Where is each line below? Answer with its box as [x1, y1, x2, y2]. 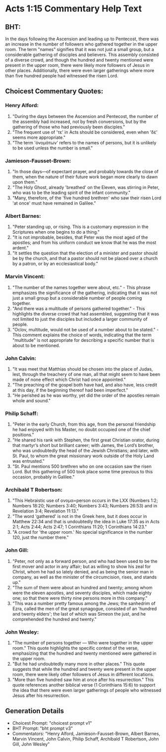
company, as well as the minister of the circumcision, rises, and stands [12, 574, 157, 580]
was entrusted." [12, 458, 45, 464]
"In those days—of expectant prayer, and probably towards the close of [12, 168, 159, 174]
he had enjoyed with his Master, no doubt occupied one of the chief [12, 427, 151, 433]
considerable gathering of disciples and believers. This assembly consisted [5, 52, 159, 58]
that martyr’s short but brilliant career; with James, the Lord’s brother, [12, 442, 155, 448]
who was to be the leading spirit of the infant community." [12, 189, 131, 195]
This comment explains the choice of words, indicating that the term [12, 332, 152, 338]
